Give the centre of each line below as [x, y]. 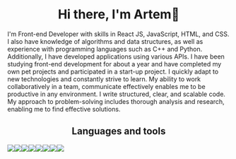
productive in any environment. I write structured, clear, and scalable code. [117, 94]
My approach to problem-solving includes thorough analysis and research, [116, 101]
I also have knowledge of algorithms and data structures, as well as [105, 41]
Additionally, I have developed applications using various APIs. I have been [116, 57]
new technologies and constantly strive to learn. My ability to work [104, 79]
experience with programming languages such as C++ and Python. [105, 49]
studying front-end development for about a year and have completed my [114, 64]
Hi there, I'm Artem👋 [119, 14]
